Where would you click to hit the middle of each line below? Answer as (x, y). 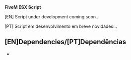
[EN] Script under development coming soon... (52, 17)
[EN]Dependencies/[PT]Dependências (65, 42)
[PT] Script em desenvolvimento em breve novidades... (61, 26)
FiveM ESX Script (23, 7)
